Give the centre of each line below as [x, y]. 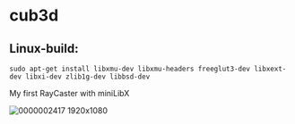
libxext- [270, 69]
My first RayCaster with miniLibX [69, 93]
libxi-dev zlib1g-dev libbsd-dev [88, 77]
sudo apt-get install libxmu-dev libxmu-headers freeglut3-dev [130, 69]
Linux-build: [44, 49]
